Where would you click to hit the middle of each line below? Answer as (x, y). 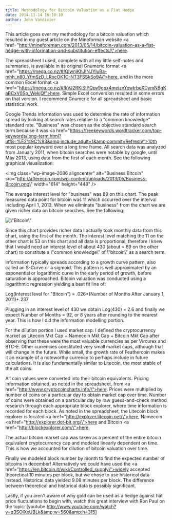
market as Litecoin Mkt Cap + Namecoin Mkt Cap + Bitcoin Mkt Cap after (82, 336)
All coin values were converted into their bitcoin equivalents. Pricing (77, 379)
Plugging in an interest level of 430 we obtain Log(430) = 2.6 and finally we (85, 309)
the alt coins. (19, 368)
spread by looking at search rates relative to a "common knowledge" (78, 120)
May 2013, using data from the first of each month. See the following (78, 158)
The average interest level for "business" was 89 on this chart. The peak (82, 194)
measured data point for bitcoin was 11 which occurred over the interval (81, 200)
